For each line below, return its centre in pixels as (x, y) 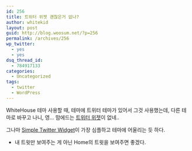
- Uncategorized (31, 76)
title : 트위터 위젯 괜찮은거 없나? (43, 17)
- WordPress (26, 93)
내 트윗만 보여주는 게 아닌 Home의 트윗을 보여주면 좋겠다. (80, 142)
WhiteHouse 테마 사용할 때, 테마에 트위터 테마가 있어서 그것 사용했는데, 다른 (93, 110)
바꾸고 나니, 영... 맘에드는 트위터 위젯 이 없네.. (68, 117)
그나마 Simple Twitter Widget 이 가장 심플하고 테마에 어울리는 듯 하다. (86, 129)
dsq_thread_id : (25, 60)
